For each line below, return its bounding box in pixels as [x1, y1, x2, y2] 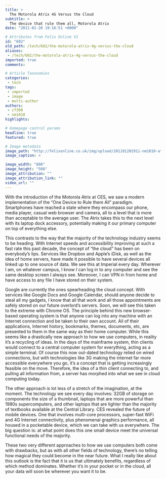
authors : [5, 103, 23, 108]
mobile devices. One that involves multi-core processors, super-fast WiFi [5, 411, 154, 417]
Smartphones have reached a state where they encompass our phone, [5, 204, 149, 210]
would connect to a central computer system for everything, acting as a [5, 344, 151, 350]
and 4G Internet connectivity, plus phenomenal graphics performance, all [5, 417, 155, 423]
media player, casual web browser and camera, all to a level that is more [5, 209, 152, 215]
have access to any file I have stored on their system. [5, 277, 114, 283]
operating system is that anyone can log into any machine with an [19, 313, 152, 319]
